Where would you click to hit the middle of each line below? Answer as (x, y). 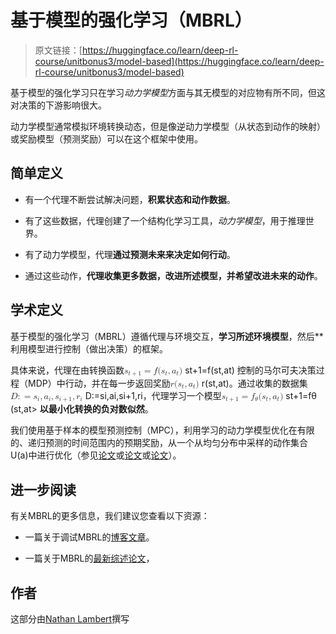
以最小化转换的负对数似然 (92, 409)
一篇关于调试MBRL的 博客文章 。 (89, 537)
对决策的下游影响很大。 (58, 105)
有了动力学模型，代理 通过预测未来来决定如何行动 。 (130, 254)
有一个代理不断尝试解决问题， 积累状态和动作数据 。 (130, 199)
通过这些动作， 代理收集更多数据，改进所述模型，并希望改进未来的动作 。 (173, 275)
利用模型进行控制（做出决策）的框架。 (89, 348)
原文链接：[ (58, 50)
